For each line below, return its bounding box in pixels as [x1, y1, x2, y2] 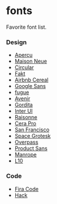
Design [6, 38, 27, 46]
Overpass [14, 139, 39, 146]
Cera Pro [14, 120, 36, 127]
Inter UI [14, 107, 33, 115]
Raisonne [14, 114, 38, 121]
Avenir [14, 95, 31, 102]
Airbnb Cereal [14, 76, 49, 83]
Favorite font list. [6, 23, 47, 30]
